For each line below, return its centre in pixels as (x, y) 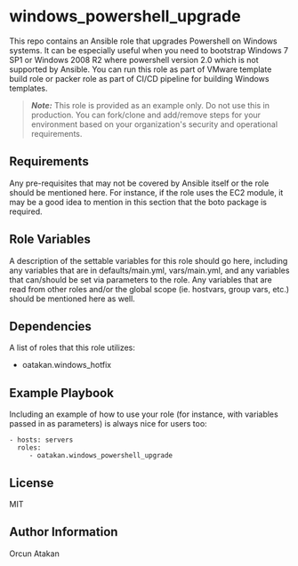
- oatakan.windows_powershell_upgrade (101, 456)
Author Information (64, 532)
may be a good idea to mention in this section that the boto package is (138, 202)
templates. (28, 88)
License (32, 483)
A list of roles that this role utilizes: (72, 347)
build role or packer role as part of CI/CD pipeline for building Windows (139, 78)
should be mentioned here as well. (72, 299)
